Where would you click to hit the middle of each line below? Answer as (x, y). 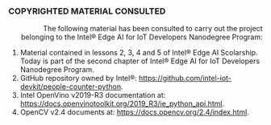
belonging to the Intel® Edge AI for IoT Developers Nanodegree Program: (142, 37)
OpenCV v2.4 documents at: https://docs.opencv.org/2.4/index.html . (135, 112)
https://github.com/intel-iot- (185, 79)
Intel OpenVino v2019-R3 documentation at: (93, 95)
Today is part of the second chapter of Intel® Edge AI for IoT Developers (140, 61)
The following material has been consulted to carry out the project (153, 29)
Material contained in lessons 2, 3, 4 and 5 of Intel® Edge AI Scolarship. (139, 53)
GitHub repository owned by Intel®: (78, 79)
